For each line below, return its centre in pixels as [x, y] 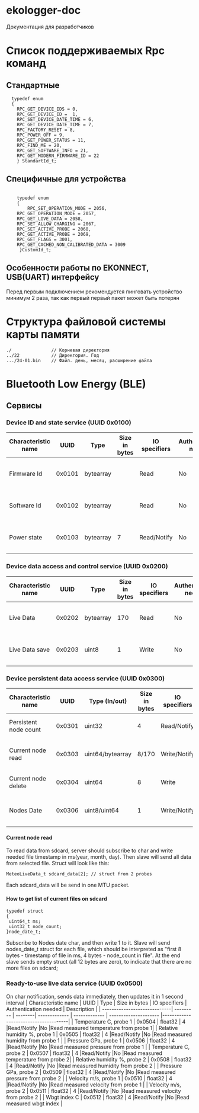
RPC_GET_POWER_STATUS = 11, [51, 140]
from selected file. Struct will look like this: [58, 863]
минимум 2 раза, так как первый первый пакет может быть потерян [93, 298]
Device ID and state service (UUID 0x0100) [69, 423]
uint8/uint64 [102, 810]
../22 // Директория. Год [53, 355]
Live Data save [30, 650]
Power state [26, 538]
